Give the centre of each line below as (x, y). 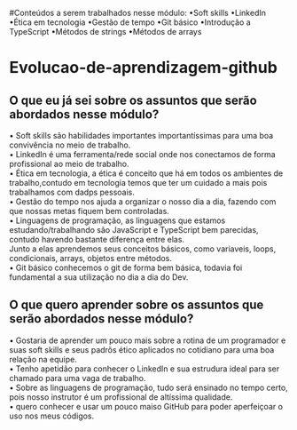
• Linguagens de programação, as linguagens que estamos (117, 220)
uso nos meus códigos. (52, 416)
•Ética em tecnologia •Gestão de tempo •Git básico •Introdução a (130, 22)
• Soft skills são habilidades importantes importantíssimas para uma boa (141, 135)
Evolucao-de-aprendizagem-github (143, 68)
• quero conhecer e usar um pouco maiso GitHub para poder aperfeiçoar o (146, 406)
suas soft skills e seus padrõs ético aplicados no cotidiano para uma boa (142, 349)
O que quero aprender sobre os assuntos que (137, 305)
